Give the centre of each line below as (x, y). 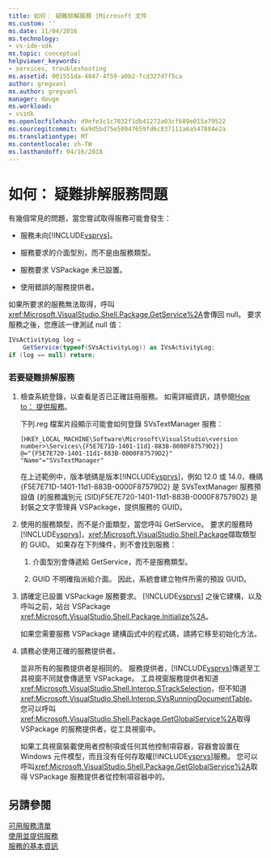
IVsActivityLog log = (45, 340)
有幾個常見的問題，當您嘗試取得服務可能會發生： (90, 218)
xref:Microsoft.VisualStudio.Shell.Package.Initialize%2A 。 (116, 616)
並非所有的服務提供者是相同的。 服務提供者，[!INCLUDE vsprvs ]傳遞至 (136, 668)
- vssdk (21, 114)
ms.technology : (34, 39)
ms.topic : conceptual (45, 54)
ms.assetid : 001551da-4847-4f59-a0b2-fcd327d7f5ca (95, 76)
